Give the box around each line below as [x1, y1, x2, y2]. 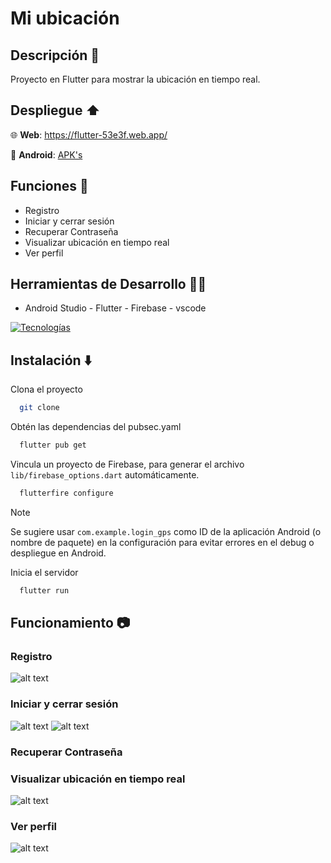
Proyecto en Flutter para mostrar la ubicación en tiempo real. [10, 73, 261, 85]
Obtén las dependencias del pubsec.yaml [10, 421, 182, 433]
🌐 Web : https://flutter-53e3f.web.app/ [10, 128, 168, 141]
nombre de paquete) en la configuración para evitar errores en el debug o [10, 536, 315, 548]
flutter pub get [19, 440, 87, 451]
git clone [19, 403, 60, 413]
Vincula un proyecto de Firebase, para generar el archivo [10, 458, 245, 470]
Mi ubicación [10, 7, 120, 30]
